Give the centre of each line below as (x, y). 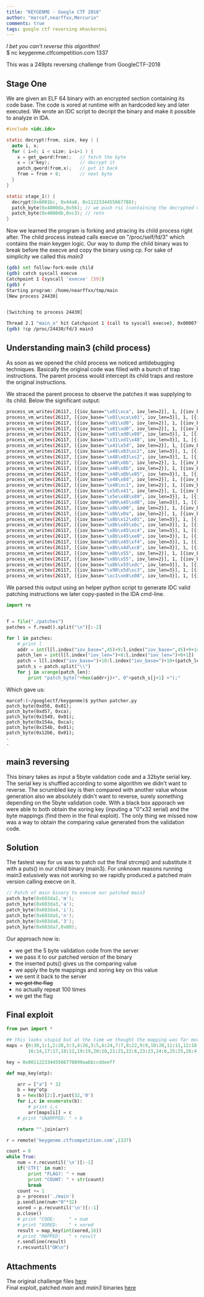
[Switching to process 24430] (45, 312)
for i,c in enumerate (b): (50, 1101)
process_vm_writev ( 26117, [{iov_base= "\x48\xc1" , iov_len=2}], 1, (92, 485)
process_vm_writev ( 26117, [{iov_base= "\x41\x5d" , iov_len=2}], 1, (92, 446)
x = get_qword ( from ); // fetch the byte (72, 157)
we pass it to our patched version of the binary (73, 957)
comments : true (25, 23)
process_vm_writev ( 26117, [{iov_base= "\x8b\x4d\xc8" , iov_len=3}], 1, (97, 547)
